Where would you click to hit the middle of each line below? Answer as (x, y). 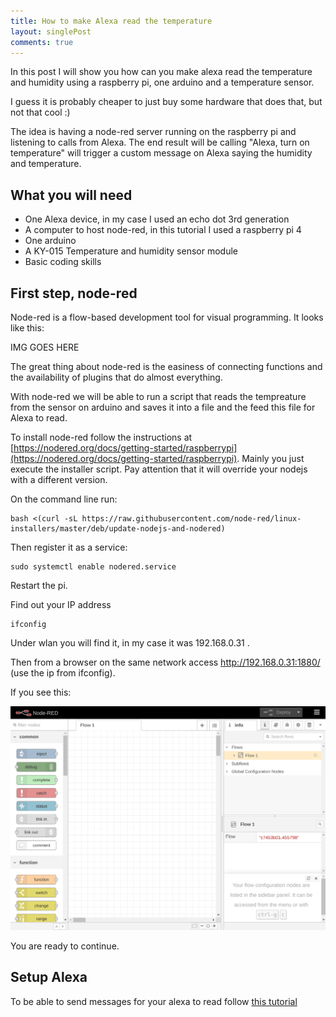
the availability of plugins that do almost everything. (116, 377)
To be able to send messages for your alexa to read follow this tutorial (154, 1001)
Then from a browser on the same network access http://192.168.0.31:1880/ (165, 662)
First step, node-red (74, 293)
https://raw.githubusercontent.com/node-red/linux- (191, 519)
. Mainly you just (270, 458)
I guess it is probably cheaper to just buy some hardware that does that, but (166, 102)
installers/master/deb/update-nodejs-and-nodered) (118, 529)
